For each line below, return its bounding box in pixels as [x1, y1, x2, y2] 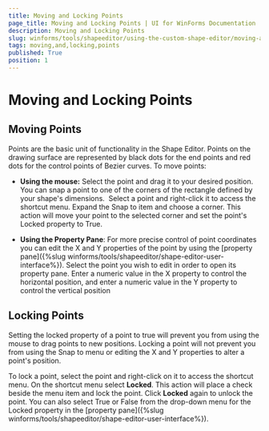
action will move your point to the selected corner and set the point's [19, 210, 247, 220]
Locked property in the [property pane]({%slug [8, 405, 164, 415]
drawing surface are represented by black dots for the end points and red [8, 152, 251, 162]
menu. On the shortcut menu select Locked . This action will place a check [8, 380, 253, 389]
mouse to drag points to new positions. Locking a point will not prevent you [8, 338, 256, 348]
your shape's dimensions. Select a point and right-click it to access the [19, 193, 256, 203]
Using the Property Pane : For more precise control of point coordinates [19, 234, 257, 244]
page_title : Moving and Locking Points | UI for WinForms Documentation [8, 19, 256, 27]
